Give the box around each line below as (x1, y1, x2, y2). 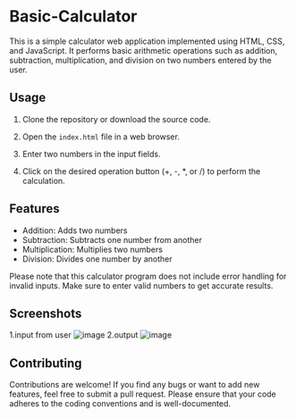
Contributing (9, 355, 82, 371)
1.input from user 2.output (9, 330, 139, 340)
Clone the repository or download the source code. (21, 113, 211, 124)
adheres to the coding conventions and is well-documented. (9, 398, 231, 409)
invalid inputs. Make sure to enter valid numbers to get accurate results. (9, 280, 274, 291)
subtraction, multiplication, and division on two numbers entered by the (9, 54, 272, 65)
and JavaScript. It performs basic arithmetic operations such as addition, (9, 45, 278, 55)
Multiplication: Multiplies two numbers (21, 244, 164, 255)
